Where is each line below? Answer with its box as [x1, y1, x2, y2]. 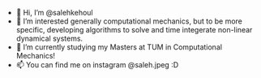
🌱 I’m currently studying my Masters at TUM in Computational [15, 42, 223, 52]
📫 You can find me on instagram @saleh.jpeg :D [15, 60, 179, 69]
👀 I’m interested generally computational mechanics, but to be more [15, 16, 243, 26]
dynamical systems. [15, 33, 83, 43]
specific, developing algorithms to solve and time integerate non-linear [15, 25, 253, 34]
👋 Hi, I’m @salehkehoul [15, 8, 93, 17]
